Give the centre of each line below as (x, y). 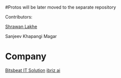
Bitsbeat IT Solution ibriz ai (33, 70)
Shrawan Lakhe (21, 26)
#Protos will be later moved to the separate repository (61, 7)
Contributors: (19, 17)
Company (26, 56)
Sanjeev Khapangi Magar (31, 36)
